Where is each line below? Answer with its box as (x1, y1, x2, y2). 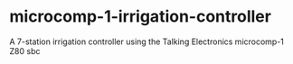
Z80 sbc (9, 45, 41, 56)
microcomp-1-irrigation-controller (9, 6, 271, 27)
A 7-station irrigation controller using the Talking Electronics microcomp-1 (9, 36, 285, 47)
